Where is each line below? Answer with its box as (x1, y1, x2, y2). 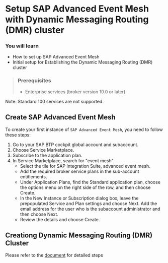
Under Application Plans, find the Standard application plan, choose (20, 179, 161, 185)
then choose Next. (20, 211, 59, 217)
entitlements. (20, 173, 47, 179)
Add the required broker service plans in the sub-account (20, 168, 139, 174)
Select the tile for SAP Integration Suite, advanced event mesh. (20, 163, 150, 169)
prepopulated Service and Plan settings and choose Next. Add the (20, 200, 157, 207)
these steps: (5, 131, 31, 138)
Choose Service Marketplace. (12, 147, 74, 153)
